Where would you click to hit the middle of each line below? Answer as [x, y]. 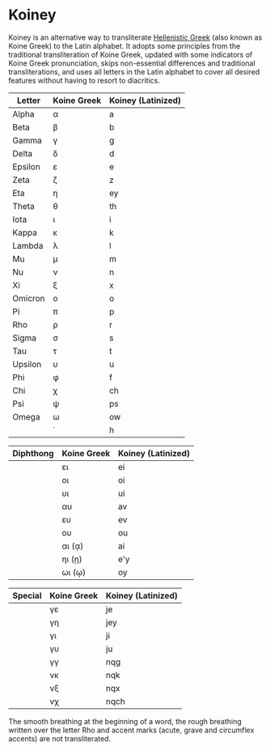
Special [27, 595]
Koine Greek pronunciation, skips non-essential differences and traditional [132, 63]
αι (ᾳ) [73, 546]
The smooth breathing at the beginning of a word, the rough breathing [125, 721]
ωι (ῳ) [74, 572]
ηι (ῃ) [72, 559]
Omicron [29, 298]
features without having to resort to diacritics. [84, 80]
